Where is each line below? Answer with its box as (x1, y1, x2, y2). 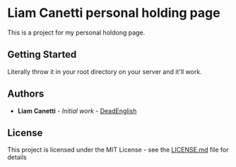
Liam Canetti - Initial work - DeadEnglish (17, 106, 137, 115)
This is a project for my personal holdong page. (7, 28, 146, 37)
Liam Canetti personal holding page (7, 5, 220, 21)
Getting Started (7, 49, 77, 61)
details (7, 153, 27, 161)
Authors (7, 88, 45, 100)
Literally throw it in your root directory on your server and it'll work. (7, 67, 203, 75)
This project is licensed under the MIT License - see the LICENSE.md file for (7, 146, 229, 154)
